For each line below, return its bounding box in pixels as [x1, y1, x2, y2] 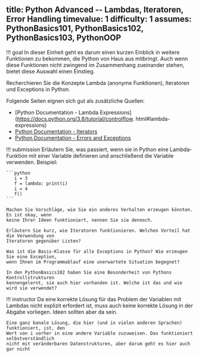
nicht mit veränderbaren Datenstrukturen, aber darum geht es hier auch [6, 341, 191, 347]
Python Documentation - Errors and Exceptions [14, 134, 131, 141]
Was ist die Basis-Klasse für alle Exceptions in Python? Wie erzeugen [6, 248, 188, 255]
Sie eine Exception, [6, 253, 58, 259]
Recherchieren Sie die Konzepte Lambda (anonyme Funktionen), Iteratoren [6, 79, 189, 86]
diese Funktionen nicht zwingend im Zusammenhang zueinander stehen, [6, 61, 185, 68]
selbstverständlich [6, 335, 55, 341]
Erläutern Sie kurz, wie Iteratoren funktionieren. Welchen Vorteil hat [6, 227, 191, 234]
